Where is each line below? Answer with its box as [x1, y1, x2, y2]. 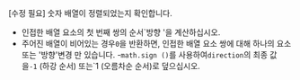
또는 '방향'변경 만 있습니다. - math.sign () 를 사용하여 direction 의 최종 [21, 49, 269, 60]
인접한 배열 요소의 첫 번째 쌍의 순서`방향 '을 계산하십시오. [21, 27, 221, 38]
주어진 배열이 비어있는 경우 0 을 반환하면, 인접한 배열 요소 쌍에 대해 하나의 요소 [21, 39, 292, 49]
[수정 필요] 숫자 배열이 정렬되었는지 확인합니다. [8, 8, 172, 18]
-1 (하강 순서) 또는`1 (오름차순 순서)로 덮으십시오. [29, 61, 201, 71]
